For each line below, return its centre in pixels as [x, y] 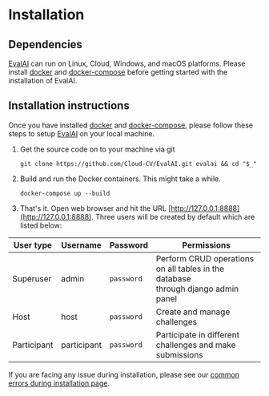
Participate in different [198, 334]
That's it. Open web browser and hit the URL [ [95, 208]
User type [32, 244]
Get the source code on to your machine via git [97, 149]
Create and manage [193, 312]
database [173, 278]
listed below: [41, 225]
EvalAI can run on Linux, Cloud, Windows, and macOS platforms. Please [127, 63]
